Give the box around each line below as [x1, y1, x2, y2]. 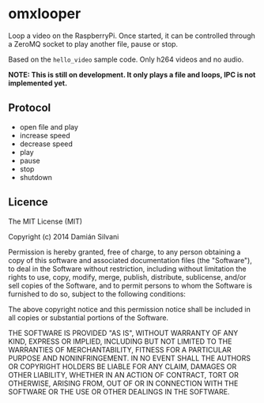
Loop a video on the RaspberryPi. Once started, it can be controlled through [8, 31, 255, 40]
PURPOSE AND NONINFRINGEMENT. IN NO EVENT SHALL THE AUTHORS [8, 353, 251, 363]
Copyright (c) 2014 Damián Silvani [8, 232, 119, 241]
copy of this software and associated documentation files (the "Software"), [8, 255, 253, 265]
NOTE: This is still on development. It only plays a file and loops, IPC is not [8, 70, 256, 79]
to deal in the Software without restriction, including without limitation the [8, 264, 247, 273]
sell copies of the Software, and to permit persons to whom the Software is [8, 281, 253, 290]
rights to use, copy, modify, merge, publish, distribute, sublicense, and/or [8, 272, 247, 281]
